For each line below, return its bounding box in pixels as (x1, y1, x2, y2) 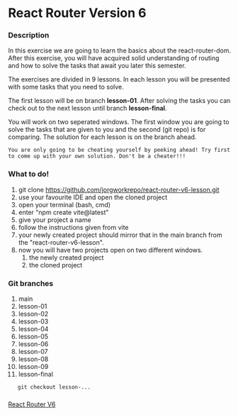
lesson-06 (18, 340, 49, 348)
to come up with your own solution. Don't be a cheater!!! (8, 153, 186, 160)
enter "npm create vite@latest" (18, 208, 109, 216)
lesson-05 (18, 332, 49, 341)
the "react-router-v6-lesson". (18, 238, 105, 246)
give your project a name (18, 215, 91, 224)
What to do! (8, 169, 50, 179)
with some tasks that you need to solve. (8, 83, 125, 92)
